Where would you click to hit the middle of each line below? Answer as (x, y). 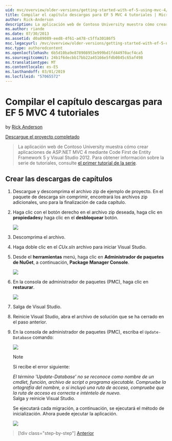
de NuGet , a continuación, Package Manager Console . (71, 262)
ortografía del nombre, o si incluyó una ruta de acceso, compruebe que (88, 387)
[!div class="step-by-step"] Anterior (56, 433)
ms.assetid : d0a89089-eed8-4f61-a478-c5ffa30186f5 (60, 39)
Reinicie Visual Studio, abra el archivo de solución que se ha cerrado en (88, 316)
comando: (43, 337)
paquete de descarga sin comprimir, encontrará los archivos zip (80, 197)
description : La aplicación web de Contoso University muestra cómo (80, 24)
